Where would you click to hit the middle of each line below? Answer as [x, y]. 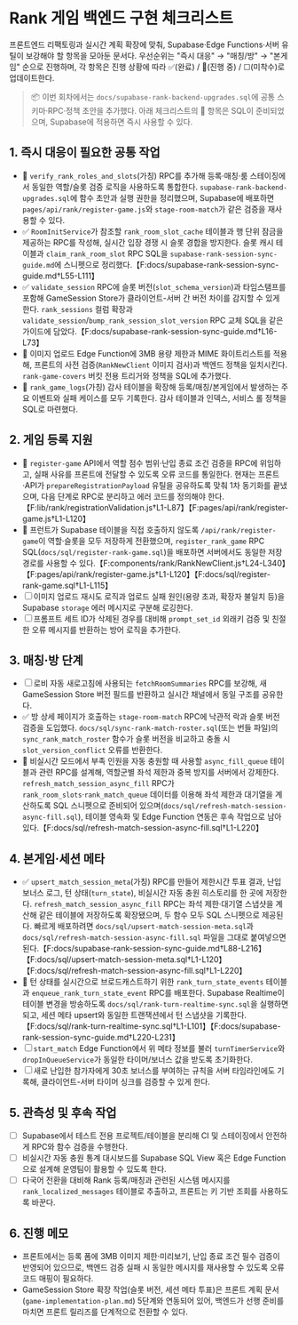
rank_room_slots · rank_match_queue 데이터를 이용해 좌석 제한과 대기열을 [147, 795]
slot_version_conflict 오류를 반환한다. [92, 750]
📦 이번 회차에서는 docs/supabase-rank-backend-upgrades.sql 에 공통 [153, 96]
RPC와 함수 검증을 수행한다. [80, 1147]
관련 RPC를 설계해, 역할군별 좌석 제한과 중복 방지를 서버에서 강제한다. [159, 772]
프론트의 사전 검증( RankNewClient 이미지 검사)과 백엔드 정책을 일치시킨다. [161, 365]
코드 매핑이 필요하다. [58, 1278]
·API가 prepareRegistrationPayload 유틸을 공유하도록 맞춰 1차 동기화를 [146, 485]
